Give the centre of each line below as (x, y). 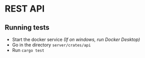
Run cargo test (28, 50)
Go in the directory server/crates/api (52, 45)
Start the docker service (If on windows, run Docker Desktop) (76, 39)
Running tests (27, 27)
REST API (25, 9)
